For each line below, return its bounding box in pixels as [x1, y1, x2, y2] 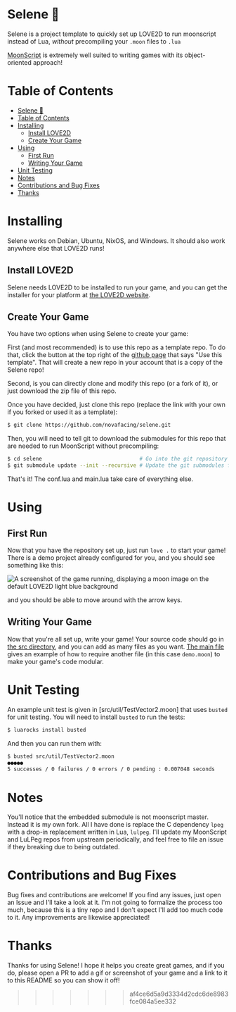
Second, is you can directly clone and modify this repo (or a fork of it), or [7, 380, 218, 388]
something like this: [7, 561, 64, 570]
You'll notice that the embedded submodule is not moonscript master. [7, 813, 209, 821]
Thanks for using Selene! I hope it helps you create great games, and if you [7, 961, 225, 970]
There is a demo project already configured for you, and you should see [7, 554, 216, 562]
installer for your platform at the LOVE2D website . [7, 290, 151, 299]
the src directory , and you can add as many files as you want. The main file [7, 642, 225, 651]
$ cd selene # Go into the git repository [7, 456, 228, 463]
